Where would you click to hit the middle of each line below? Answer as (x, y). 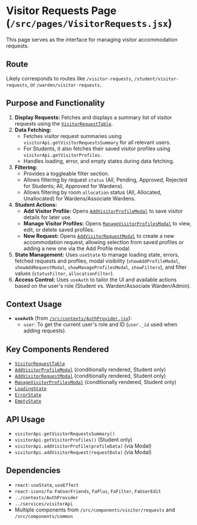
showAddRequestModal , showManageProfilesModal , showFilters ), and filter (101, 267)
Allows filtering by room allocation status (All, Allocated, (92, 192)
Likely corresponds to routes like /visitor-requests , (70, 78)
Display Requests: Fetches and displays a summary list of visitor (93, 117)
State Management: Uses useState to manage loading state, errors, (97, 254)
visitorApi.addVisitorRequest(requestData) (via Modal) (83, 452)
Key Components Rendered (58, 349)
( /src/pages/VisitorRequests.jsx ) (89, 23)
